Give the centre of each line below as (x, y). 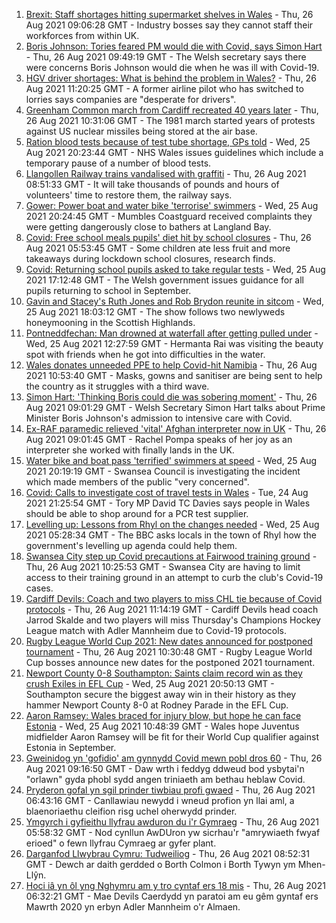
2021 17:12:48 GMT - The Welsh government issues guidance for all (164, 280)
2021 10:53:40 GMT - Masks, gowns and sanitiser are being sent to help (174, 375)
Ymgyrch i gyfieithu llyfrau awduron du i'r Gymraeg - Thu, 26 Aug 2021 (172, 822)
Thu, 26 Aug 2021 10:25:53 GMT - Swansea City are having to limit (163, 567)
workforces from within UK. (82, 35)
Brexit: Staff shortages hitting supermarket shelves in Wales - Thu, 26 (169, 14)
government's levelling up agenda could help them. (131, 545)
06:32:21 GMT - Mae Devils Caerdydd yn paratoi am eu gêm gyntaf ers (172, 896)
